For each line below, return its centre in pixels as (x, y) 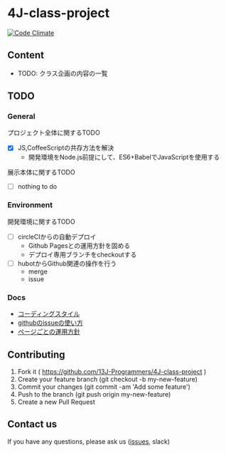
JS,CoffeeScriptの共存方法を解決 (66, 148)
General (21, 117)
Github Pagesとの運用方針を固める (79, 245)
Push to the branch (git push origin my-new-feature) (94, 395)
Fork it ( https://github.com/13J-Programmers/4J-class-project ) (112, 372)
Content (26, 55)
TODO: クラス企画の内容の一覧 (63, 73)
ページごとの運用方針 (49, 332)
